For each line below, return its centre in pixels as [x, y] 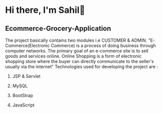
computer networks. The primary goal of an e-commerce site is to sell [77, 51]
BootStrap [23, 95]
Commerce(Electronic [28, 46]
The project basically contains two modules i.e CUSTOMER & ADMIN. [76, 40]
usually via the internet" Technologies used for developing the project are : [81, 67]
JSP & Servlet [26, 76]
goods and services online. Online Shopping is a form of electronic [73, 56]
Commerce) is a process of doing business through [103, 46]
